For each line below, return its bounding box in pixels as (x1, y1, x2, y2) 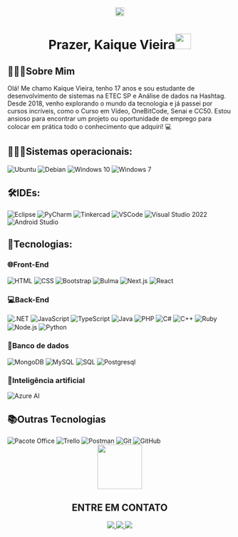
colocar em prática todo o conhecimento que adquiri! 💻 (7, 123, 172, 131)
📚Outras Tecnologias (7, 413, 106, 425)
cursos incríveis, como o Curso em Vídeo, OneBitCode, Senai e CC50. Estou (7, 107, 232, 115)
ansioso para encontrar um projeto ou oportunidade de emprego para (7, 114, 212, 123)
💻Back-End (7, 295, 50, 305)
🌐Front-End (7, 260, 49, 270)
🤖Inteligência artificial (7, 375, 86, 385)
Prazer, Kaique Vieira (48, 37, 176, 53)
